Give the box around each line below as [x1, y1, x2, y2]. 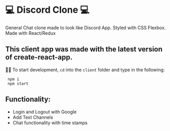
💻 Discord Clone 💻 [5, 4, 90, 16]
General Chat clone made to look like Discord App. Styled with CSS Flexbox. [5, 24, 166, 31]
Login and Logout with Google [12, 108, 77, 115]
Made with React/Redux [5, 30, 56, 36]
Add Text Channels [12, 114, 53, 120]
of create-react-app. [5, 53, 73, 62]
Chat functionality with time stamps [12, 119, 88, 126]
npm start [7, 81, 29, 86]
